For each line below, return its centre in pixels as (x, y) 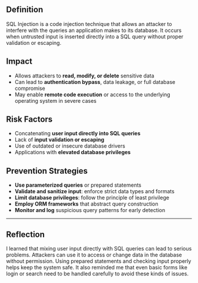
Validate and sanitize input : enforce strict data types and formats (95, 191)
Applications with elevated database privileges (72, 152)
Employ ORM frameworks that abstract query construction (86, 204)
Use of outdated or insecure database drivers (70, 146)
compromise (30, 88)
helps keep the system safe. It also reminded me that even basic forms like (97, 268)
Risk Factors (29, 120)
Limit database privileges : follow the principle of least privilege (92, 198)
